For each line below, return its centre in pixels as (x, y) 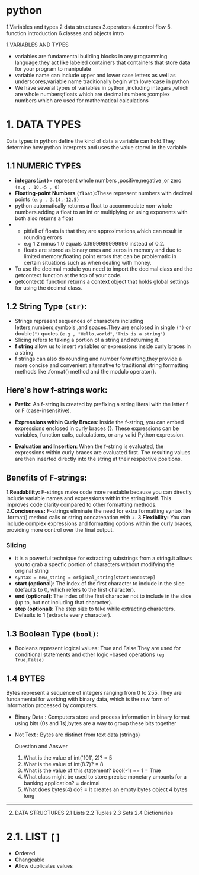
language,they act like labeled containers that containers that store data (102, 62)
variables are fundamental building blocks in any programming (91, 56)
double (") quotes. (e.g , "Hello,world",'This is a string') (90, 333)
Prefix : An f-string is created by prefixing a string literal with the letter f (101, 404)
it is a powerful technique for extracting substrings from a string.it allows (103, 558)
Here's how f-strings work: (57, 390)
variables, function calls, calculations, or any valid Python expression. (99, 435)
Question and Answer (41, 747)
